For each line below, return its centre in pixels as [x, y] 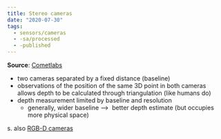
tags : [15, 26]
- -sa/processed [37, 39]
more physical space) [58, 115]
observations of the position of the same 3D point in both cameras [112, 86]
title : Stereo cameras [40, 13]
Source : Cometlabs [35, 65]
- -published [32, 45]
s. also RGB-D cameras [40, 128]
